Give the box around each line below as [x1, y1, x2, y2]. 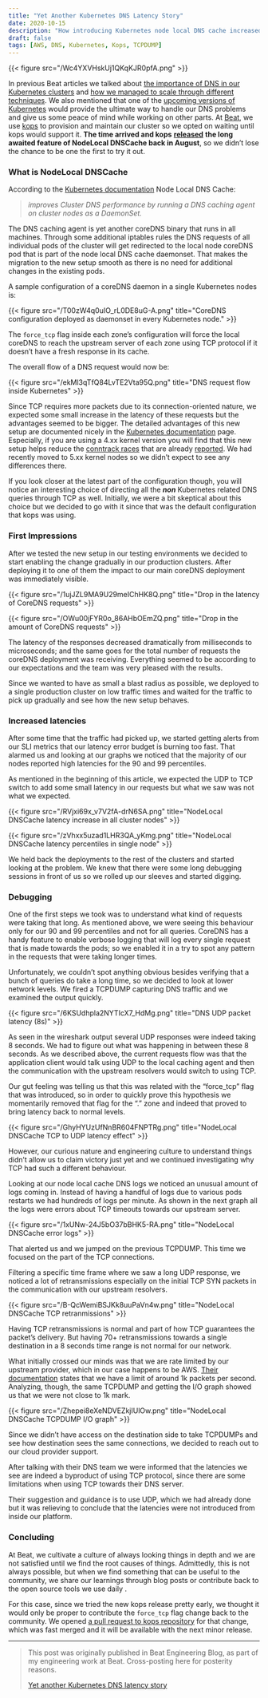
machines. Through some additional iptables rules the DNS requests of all [8, 232, 250, 242]
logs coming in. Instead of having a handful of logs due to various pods [8, 1187, 242, 1197]
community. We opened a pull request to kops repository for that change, [8, 1616, 250, 1625]
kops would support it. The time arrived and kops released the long [8, 129, 234, 140]
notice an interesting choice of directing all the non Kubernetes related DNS [8, 485, 258, 495]
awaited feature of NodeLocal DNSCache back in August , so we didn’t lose [8, 138, 259, 148]
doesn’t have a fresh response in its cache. [8, 346, 150, 356]
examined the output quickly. [8, 993, 104, 1003]
